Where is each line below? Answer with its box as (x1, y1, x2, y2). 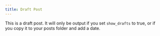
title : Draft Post (5, 7, 42, 12)
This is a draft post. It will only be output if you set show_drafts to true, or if (5, 20, 156, 26)
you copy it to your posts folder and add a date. (5, 25, 100, 31)
